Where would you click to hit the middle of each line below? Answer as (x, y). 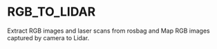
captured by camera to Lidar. (48, 37)
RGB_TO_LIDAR (51, 12)
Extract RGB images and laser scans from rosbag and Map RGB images (108, 31)
